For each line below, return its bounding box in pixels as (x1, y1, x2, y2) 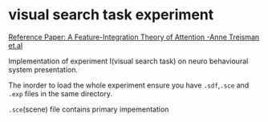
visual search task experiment (8, 6, 214, 24)
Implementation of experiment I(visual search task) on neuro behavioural (8, 56, 249, 66)
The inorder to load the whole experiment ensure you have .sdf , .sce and (8, 80, 250, 90)
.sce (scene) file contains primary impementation (8, 104, 169, 114)
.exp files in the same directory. (8, 88, 112, 98)
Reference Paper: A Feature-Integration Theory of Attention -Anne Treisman (8, 32, 260, 42)
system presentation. (8, 64, 79, 74)
